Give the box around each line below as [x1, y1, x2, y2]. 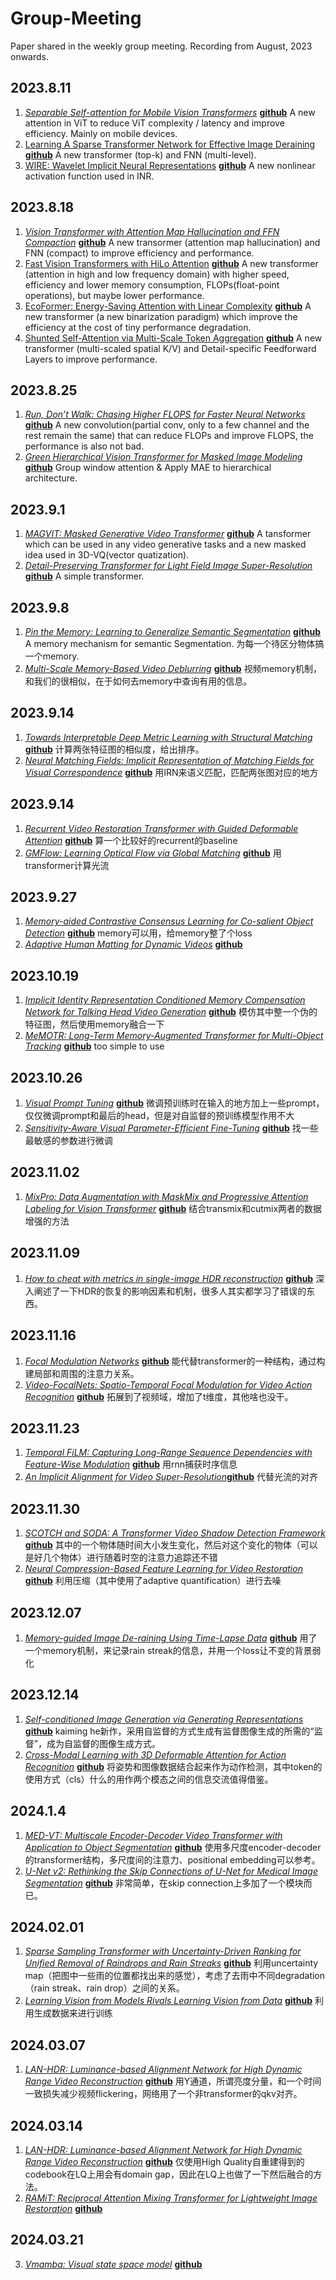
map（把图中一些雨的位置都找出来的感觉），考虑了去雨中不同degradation [24, 1970, 326, 1982]
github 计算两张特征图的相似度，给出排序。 [24, 743, 205, 755]
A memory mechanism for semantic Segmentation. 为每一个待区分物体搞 [24, 638, 325, 649]
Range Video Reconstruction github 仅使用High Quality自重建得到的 [24, 2156, 305, 2167]
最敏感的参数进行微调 [24, 1135, 113, 1147]
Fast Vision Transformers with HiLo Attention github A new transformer [24, 257, 319, 269]
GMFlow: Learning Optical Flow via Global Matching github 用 [24, 847, 282, 859]
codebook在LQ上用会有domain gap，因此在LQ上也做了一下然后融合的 [24, 2168, 314, 2180]
